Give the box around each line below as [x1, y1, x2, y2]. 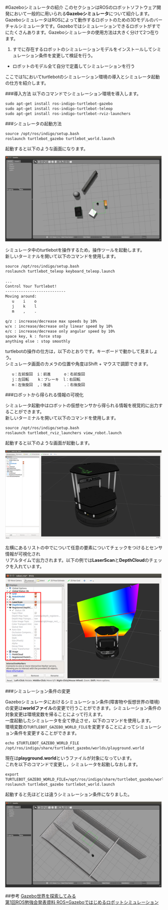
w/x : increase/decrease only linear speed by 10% [5, 324, 113, 329]
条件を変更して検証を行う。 [38, 53, 95, 59]
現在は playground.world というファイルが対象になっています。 [5, 755, 134, 761]
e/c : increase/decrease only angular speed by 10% [5, 329, 115, 334]
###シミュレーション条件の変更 [5, 688, 71, 694]
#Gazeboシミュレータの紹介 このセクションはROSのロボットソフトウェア [5, 5, 157, 10]
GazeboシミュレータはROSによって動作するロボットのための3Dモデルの [5, 17, 154, 23]
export [5, 772, 19, 777]
